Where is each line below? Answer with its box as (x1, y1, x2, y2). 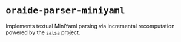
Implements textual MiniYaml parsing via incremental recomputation (5, 22, 175, 29)
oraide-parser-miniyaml (5, 5, 125, 16)
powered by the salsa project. (5, 29, 81, 36)
